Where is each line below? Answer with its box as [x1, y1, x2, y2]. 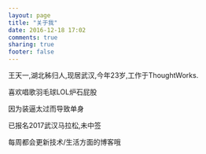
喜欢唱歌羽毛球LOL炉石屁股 [8, 87, 97, 97]
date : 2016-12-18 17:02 [8, 26, 86, 34]
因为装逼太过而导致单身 [8, 104, 84, 113]
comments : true [8, 33, 58, 42]
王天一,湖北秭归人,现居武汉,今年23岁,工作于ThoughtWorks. [8, 71, 199, 79]
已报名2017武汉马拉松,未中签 [8, 121, 102, 130]
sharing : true [8, 41, 55, 49]
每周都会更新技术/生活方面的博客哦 [8, 137, 122, 146]
